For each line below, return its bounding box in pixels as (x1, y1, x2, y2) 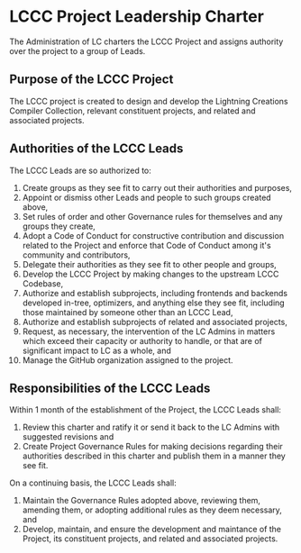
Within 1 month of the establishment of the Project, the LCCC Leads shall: (9, 404, 282, 415)
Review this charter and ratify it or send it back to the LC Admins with (22, 422, 280, 433)
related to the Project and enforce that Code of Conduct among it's (22, 240, 272, 250)
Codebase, (22, 277, 64, 289)
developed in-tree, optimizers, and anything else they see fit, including (22, 297, 286, 308)
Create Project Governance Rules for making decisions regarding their (22, 441, 284, 452)
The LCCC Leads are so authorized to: (9, 165, 151, 176)
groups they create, (22, 221, 96, 231)
